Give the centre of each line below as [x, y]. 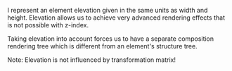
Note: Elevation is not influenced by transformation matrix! [91, 60]
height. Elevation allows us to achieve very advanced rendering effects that [116, 18]
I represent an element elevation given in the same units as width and [108, 10]
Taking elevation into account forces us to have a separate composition [111, 39]
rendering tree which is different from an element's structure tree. [103, 46]
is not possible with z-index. [48, 25]
